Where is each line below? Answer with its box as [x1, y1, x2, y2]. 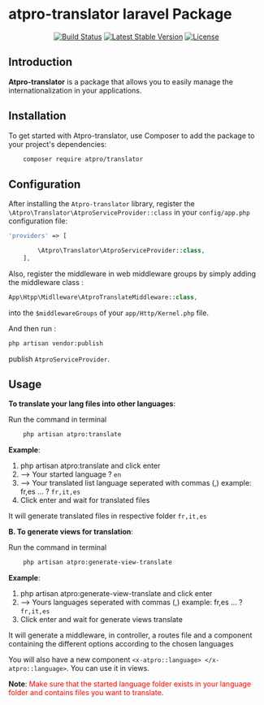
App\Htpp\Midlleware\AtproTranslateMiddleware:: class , [8, 293, 198, 301]
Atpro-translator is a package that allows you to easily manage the [8, 76, 234, 86]
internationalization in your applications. [8, 85, 142, 95]
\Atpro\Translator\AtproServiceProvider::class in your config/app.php [8, 208, 250, 218]
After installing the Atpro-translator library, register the [8, 199, 195, 209]
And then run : [8, 323, 57, 333]
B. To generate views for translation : [8, 527, 134, 537]
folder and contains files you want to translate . [8, 688, 164, 698]
